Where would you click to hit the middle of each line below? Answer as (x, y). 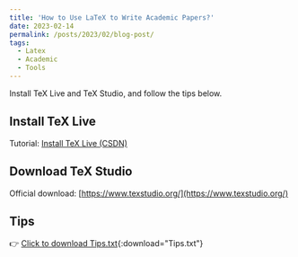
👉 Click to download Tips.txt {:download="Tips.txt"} (106, 244)
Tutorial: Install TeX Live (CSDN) (69, 143)
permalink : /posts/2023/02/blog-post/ (82, 34)
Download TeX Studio (71, 172)
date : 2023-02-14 (42, 26)
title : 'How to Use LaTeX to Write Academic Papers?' (112, 18)
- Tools (32, 68)
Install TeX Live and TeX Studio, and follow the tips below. (116, 93)
